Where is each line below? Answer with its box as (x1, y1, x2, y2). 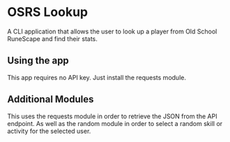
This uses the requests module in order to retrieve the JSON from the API (7, 112, 217, 120)
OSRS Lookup (7, 4, 89, 20)
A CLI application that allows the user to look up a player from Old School (7, 27, 217, 35)
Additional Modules (7, 93, 94, 105)
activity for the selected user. (7, 127, 91, 135)
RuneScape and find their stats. (7, 34, 98, 42)
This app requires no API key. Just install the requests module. (7, 73, 187, 81)
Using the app (7, 55, 70, 67)
